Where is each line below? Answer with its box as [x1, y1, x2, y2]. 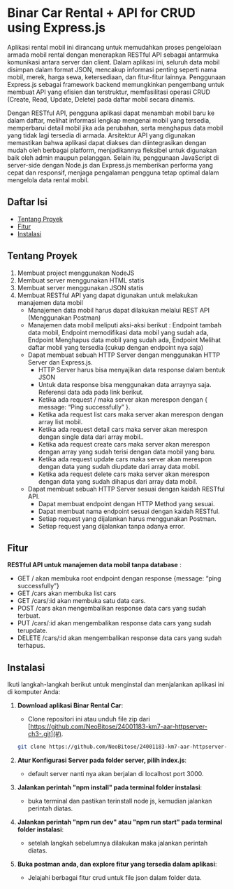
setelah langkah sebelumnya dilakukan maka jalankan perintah [27, 839, 208, 848]
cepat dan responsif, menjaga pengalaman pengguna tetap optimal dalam [7, 168, 219, 177]
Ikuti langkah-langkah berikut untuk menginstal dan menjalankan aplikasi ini [7, 680, 225, 688]
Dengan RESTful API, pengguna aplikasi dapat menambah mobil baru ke [7, 109, 215, 117]
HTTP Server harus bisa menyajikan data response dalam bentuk [38, 365, 226, 374]
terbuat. [17, 611, 41, 620]
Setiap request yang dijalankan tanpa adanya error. [38, 522, 185, 530]
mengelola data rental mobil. [7, 175, 89, 184]
